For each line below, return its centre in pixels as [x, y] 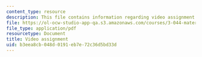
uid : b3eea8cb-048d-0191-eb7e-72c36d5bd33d [62, 45]
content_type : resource [36, 12]
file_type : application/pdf [41, 28]
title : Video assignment [37, 39]
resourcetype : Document [36, 34]
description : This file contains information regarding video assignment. [102, 17]
